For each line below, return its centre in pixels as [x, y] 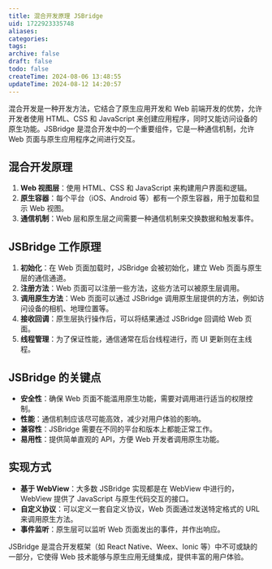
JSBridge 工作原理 [55, 246]
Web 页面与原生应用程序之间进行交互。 [74, 138]
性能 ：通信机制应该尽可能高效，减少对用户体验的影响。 [112, 418]
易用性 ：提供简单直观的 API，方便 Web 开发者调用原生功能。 [122, 439]
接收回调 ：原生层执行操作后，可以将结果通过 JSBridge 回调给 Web [132, 319]
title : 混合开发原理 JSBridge [56, 16]
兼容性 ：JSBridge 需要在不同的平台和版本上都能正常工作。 [118, 429]
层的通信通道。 [45, 278]
